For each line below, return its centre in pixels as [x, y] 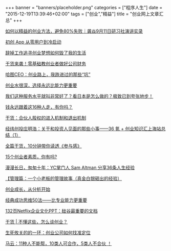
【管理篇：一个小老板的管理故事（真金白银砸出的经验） [63, 178]
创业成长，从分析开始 [28, 189]
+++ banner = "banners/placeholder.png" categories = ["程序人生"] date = [84, 7]
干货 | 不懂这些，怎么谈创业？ [37, 222]
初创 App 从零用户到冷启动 [33, 42]
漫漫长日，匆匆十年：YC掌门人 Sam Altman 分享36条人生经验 [70, 168]
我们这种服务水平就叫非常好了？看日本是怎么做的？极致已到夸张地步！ [79, 96]
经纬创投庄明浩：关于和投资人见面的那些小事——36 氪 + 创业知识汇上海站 [83, 129]
